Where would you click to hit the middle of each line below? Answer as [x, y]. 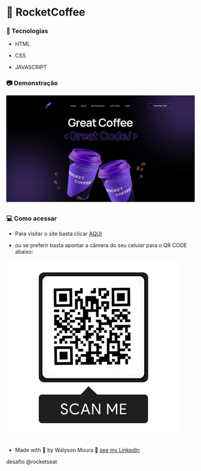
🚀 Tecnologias [27, 31]
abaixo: [24, 252]
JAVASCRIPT [31, 67]
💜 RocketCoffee [46, 12]
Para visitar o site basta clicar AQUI [58, 234]
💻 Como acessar [31, 218]
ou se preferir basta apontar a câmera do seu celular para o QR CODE [101, 245]
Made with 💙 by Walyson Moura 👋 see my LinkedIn [77, 450]
